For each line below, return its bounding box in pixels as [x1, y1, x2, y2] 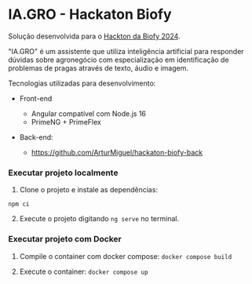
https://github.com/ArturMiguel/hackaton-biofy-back [31, 147, 203, 157]
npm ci [8, 200, 30, 209]
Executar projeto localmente [8, 167, 119, 178]
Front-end [19, 93, 53, 103]
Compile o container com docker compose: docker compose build [19, 251, 232, 260]
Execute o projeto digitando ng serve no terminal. [19, 214, 179, 224]
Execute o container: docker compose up [19, 267, 148, 276]
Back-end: [19, 132, 53, 142]
